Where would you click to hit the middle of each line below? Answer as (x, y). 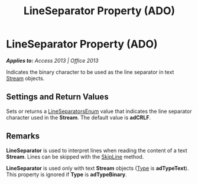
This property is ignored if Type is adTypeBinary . (66, 174)
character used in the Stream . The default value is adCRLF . (79, 117)
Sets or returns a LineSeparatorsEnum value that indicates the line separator (99, 111)
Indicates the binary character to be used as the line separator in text (90, 72)
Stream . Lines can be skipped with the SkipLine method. (75, 156)
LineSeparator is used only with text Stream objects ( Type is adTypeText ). (98, 168)
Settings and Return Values (57, 97)
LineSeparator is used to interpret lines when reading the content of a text (97, 150)
